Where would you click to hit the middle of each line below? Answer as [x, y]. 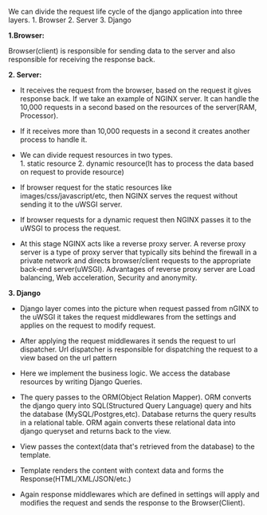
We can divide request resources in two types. [96, 155]
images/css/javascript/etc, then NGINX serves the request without [129, 196]
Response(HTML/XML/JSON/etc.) [75, 479]
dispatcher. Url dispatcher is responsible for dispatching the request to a [139, 349]
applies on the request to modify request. [88, 325]
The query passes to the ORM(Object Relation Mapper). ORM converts [135, 397]
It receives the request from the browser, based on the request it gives [135, 90]
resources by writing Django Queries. [81, 381]
